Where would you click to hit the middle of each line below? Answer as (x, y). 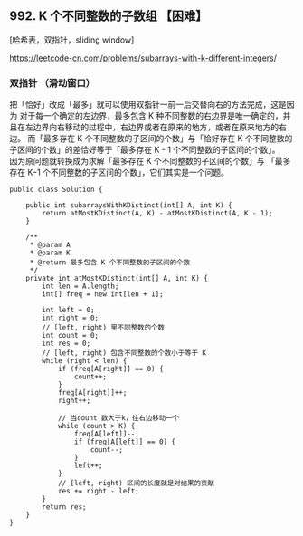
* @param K (50, 253)
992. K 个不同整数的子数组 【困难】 (109, 16)
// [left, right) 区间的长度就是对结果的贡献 (136, 483)
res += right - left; (99, 492)
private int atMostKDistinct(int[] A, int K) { (117, 279)
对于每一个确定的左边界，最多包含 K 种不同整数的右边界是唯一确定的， (151, 116)
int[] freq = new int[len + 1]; (103, 294)
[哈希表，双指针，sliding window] (72, 40)
